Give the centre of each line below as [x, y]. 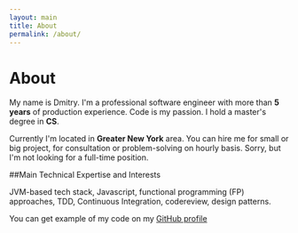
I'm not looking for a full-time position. [79, 157]
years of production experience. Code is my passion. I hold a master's [138, 112]
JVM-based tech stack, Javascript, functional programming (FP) [127, 192]
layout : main [33, 17]
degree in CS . [34, 122]
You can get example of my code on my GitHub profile [108, 219]
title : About [33, 26]
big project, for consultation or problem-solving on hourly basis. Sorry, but [145, 149]
